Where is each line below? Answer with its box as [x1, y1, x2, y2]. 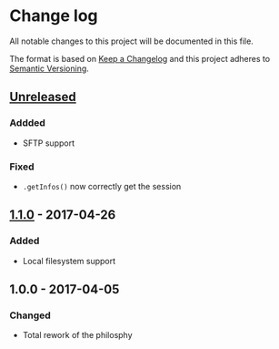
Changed [9, 309, 52, 322]
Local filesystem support [22, 255, 116, 266]
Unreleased [9, 89, 77, 105]
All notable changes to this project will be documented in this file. [9, 36, 254, 46]
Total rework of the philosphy [22, 330, 134, 341]
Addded [9, 117, 45, 129]
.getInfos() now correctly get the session [22, 180, 182, 191]
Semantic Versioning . [9, 63, 89, 74]
